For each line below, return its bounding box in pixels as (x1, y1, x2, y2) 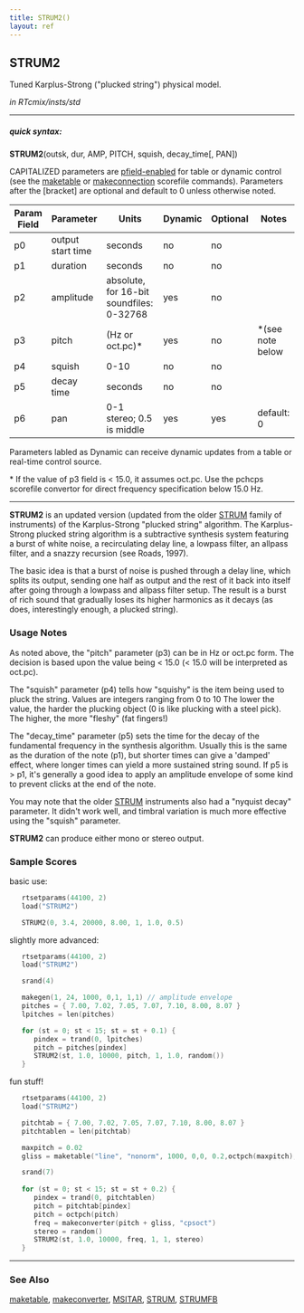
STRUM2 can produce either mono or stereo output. (9, 833, 204, 843)
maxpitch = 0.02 (21, 1143, 83, 1152)
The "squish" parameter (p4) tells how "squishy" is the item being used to (9, 684, 285, 695)
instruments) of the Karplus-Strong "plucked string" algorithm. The (9, 519, 260, 530)
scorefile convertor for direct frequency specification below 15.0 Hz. (9, 483, 264, 494)
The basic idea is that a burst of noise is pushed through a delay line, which (9, 566, 291, 576)
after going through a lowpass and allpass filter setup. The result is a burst (9, 585, 287, 595)
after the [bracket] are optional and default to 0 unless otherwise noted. (9, 186, 277, 196)
